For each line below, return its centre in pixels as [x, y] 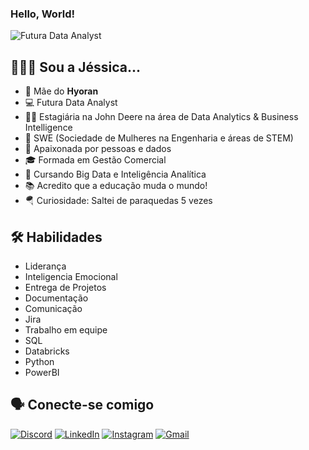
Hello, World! [43, 14]
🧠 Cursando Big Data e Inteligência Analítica [115, 174]
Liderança [45, 266]
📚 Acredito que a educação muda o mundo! [116, 186]
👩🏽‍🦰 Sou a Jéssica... [75, 67]
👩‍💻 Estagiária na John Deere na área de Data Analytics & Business [161, 117]
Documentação [56, 298]
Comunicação [53, 308]
